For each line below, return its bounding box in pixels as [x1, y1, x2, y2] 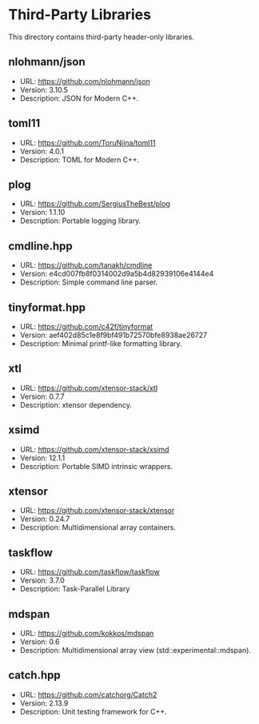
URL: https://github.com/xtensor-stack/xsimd [19, 444, 169, 454]
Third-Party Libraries [8, 6, 152, 24]
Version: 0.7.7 [19, 392, 65, 401]
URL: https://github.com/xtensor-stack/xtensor [19, 506, 175, 515]
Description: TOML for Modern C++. [19, 154, 140, 165]
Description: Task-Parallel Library [19, 584, 130, 594]
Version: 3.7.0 [19, 575, 66, 585]
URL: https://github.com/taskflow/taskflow [19, 567, 160, 577]
